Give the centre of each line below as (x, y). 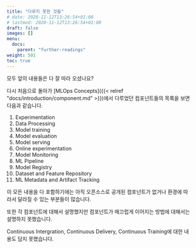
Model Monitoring (37, 155)
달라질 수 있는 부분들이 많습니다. (54, 199)
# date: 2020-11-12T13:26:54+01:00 (50, 17)
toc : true (19, 61)
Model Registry (33, 167)
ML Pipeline (29, 161)
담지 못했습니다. (36, 239)
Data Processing (35, 123)
